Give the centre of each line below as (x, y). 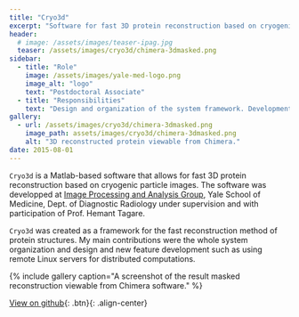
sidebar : (25, 59)
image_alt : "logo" (59, 84)
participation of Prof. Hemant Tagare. (77, 213)
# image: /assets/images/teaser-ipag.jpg (95, 42)
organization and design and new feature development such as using (136, 249)
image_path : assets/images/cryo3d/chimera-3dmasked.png (131, 134)
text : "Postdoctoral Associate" (85, 92)
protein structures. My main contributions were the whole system (129, 240)
